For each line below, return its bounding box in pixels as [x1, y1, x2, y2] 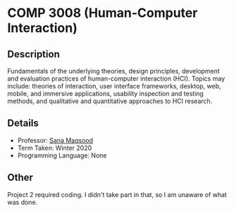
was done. [7, 198, 38, 206]
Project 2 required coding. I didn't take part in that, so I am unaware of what [7, 190, 227, 199]
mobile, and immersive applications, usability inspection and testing [7, 90, 204, 98]
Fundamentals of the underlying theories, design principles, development [7, 67, 220, 75]
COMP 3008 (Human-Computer [7, 5, 198, 21]
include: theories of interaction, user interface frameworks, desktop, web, [7, 82, 221, 90]
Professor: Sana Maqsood [17, 136, 94, 144]
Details [7, 117, 39, 129]
